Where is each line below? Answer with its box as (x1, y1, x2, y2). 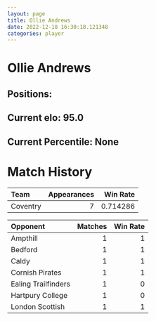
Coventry (11, 201, 41, 211)
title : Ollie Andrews (7, 17, 71, 24)
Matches (77, 221, 108, 231)
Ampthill (11, 233, 39, 243)
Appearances (48, 189, 95, 199)
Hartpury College (11, 290, 68, 300)
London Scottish (11, 301, 65, 311)
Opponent (11, 221, 46, 231)
